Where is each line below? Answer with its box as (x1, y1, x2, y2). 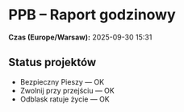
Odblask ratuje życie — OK (19, 94, 111, 104)
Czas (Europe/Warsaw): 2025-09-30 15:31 (8, 32, 153, 42)
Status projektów (8, 56, 97, 69)
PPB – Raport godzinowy (8, 6, 176, 24)
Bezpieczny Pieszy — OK (19, 77, 105, 86)
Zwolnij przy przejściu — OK (19, 85, 115, 95)
